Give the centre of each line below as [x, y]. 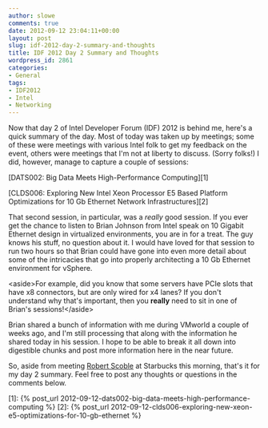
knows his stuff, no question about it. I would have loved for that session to [131, 243]
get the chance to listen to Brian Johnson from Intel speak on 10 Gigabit [126, 226]
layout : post [30, 38]
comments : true [34, 23]
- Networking [30, 105]
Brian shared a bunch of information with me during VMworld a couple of [129, 325]
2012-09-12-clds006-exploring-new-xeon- [182, 407]
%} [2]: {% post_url [77, 407]
